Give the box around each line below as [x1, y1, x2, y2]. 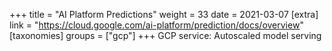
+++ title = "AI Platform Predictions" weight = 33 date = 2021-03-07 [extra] [9, 9, 319, 20]
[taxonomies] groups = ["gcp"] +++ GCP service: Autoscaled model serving [9, 30, 322, 41]
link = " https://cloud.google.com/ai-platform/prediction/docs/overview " [9, 19, 304, 31]
